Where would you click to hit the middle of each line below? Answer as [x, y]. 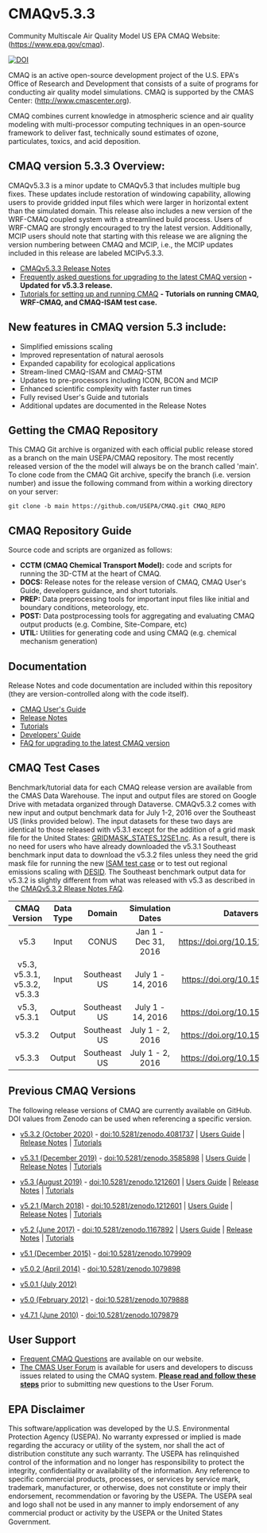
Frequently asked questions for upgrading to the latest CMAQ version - [136, 277]
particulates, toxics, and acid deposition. [74, 141]
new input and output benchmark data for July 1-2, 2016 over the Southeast [132, 813]
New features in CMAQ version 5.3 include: [117, 327]
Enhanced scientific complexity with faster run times [106, 388]
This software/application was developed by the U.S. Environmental [119, 1429]
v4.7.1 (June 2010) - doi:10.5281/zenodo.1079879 [99, 1315]
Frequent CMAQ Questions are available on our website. [112, 1359]
